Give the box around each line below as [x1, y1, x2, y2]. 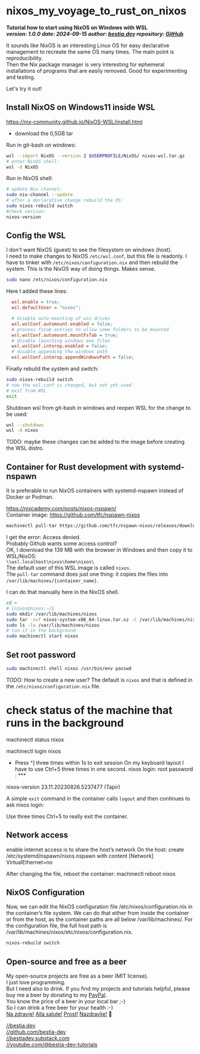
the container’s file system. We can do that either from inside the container [6, 910, 189, 917]
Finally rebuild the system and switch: [6, 365, 99, 372]
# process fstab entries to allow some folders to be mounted [11, 326, 169, 332]
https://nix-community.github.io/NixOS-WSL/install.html [6, 118, 143, 125]
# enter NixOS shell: [6, 158, 60, 165]
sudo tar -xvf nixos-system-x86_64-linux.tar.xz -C [6, 616, 137, 623]
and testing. [6, 73, 36, 81]
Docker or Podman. [6, 493, 54, 500]
